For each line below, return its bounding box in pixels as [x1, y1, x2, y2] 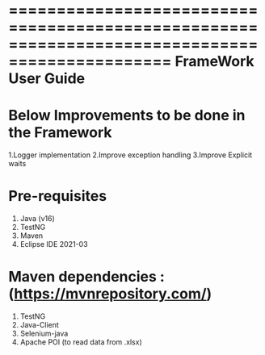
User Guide [8, 69, 86, 88]
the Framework [8, 123, 112, 142]
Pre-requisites [8, 187, 107, 206]
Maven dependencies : [8, 268, 166, 286]
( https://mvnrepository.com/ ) [8, 285, 212, 303]
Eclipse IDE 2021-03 [19, 240, 88, 249]
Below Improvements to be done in [8, 106, 246, 125]
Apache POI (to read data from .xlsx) [19, 337, 143, 347]
